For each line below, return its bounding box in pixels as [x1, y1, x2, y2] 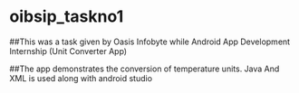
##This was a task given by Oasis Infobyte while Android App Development [9, 36, 291, 47]
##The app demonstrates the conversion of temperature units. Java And [9, 63, 280, 74]
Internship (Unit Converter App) [9, 45, 128, 56]
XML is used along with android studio [9, 72, 152, 83]
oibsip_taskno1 [9, 6, 124, 27]
